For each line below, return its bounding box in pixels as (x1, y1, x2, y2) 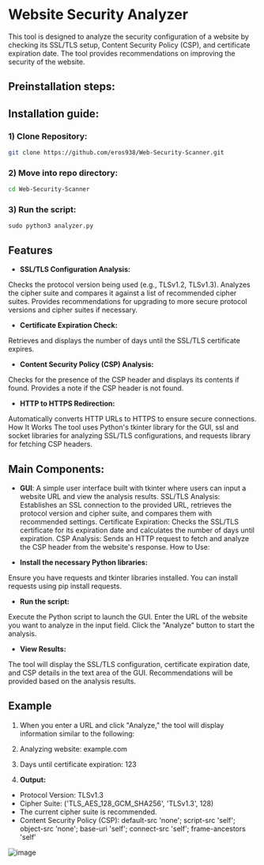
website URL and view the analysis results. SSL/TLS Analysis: (19, 491, 221, 501)
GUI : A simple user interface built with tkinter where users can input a (19, 483, 247, 493)
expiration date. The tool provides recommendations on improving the (8, 48, 236, 58)
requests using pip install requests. (8, 581, 123, 591)
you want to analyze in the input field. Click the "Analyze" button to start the (8, 620, 255, 630)
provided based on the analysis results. (8, 676, 137, 686)
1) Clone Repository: (8, 131, 88, 142)
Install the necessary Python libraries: (19, 557, 148, 567)
